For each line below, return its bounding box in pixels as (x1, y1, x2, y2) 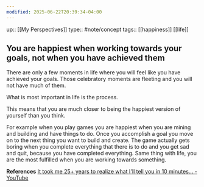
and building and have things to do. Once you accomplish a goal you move (6, 130, 194, 138)
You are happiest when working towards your (6, 43, 182, 54)
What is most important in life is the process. (6, 94, 119, 101)
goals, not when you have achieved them (6, 53, 166, 63)
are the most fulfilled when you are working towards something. (6, 156, 166, 163)
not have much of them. (6, 82, 66, 89)
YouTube (6, 174, 29, 182)
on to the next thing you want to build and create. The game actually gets (6, 136, 190, 144)
